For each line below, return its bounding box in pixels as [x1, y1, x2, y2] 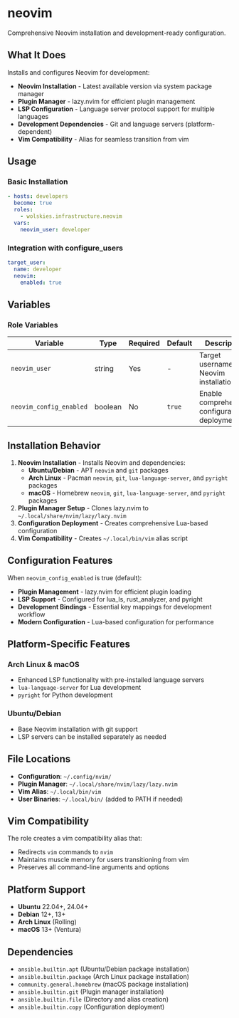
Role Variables [7, 320, 58, 330]
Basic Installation [7, 177, 68, 187]
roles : [14, 206, 33, 214]
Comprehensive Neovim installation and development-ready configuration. [7, 28, 226, 37]
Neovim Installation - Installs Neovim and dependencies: [17, 458, 186, 467]
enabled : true [20, 279, 62, 286]
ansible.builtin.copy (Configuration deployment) [17, 1002, 165, 1012]
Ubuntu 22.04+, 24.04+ [17, 903, 89, 911]
